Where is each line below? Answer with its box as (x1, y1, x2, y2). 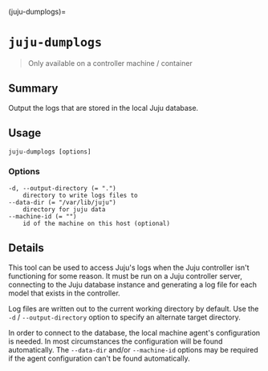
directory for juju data (22, 205, 106, 214)
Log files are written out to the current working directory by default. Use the (8, 304, 259, 313)
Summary (8, 82, 59, 96)
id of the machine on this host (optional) (22, 219, 171, 227)
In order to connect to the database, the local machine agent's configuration (8, 328, 261, 337)
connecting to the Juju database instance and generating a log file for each (8, 279, 258, 289)
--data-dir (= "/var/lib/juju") (8, 198, 116, 206)
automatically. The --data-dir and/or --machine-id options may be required (8, 344, 258, 354)
